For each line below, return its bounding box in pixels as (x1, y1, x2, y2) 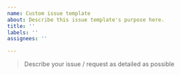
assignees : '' (7, 35, 48, 42)
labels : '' (7, 29, 39, 36)
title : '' (7, 22, 36, 29)
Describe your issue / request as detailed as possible (23, 60, 175, 68)
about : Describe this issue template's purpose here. (7, 16, 165, 23)
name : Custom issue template (7, 10, 91, 17)
